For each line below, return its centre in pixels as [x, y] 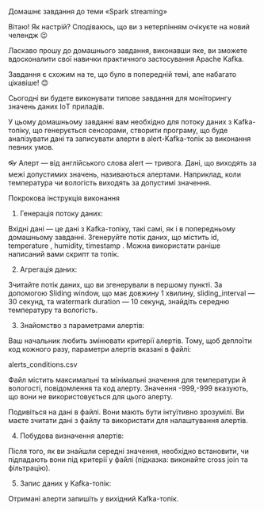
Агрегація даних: [48, 269]
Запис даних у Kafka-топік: [65, 483]
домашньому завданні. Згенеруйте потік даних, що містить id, [114, 237]
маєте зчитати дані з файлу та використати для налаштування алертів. [128, 420]
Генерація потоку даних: [61, 214]
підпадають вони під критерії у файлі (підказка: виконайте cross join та [128, 460]
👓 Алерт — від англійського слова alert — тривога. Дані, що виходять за [132, 163]
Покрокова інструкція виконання [64, 198]
